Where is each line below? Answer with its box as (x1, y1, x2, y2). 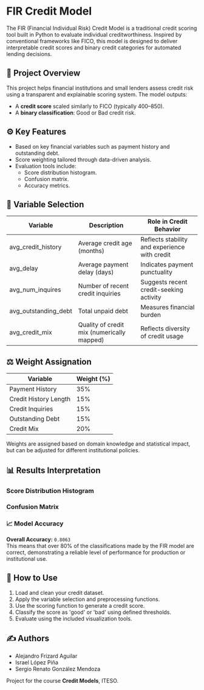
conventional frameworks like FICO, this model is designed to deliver (6, 37, 178, 44)
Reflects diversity (140, 324, 190, 333)
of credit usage (140, 332, 184, 341)
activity (140, 293, 162, 302)
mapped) (78, 336, 104, 344)
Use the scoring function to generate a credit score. (15, 602, 145, 609)
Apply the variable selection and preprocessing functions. (15, 596, 160, 603)
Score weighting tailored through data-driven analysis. (15, 155, 152, 163)
